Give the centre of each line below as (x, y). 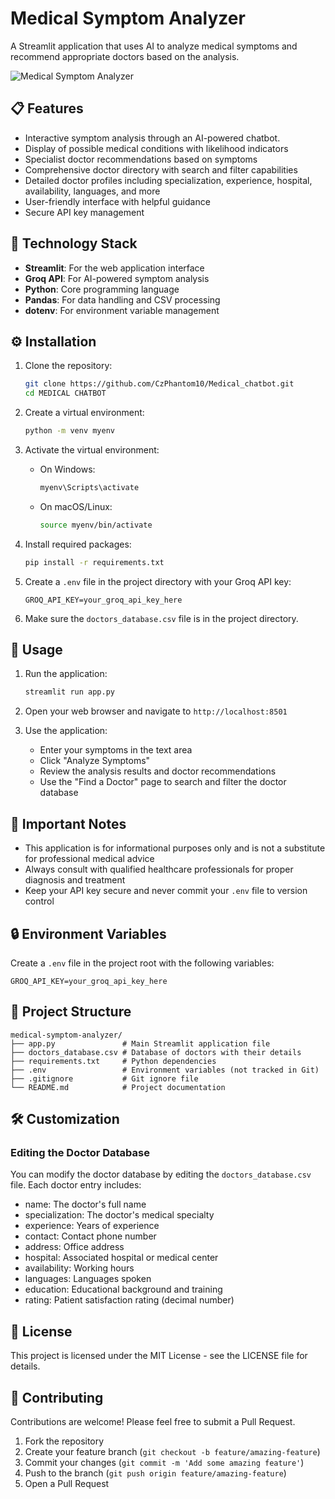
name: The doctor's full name (85, 1204)
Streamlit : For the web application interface (114, 268)
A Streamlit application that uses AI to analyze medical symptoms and (154, 46)
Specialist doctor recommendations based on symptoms (141, 159)
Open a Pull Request (67, 1484)
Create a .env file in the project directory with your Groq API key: (158, 581)
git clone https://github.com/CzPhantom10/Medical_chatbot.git (159, 384)
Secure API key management (84, 212)
